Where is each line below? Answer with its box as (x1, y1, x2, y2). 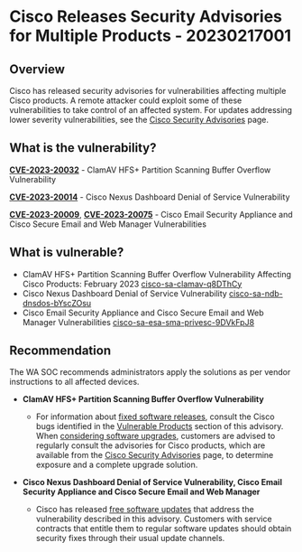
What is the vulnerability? (9, 140, 157, 155)
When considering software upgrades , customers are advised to (35, 431, 276, 442)
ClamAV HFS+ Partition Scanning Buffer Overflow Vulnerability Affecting (22, 268, 291, 279)
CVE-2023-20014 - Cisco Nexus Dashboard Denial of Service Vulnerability (9, 192, 290, 202)
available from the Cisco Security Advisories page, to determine (35, 450, 274, 461)
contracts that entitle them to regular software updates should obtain (35, 523, 292, 534)
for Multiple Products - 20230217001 (9, 25, 291, 46)
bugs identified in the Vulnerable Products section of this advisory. (35, 421, 284, 432)
